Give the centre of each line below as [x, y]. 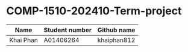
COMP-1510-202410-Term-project [94, 11]
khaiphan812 [116, 40]
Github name [116, 30]
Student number [68, 30]
